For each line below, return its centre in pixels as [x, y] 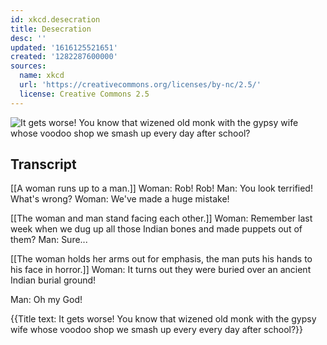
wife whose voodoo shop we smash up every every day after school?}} [157, 330]
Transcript [43, 164]
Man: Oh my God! [46, 300]
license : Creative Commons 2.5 [84, 94]
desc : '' [28, 38]
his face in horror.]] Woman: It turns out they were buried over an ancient [161, 270]
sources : [28, 66]
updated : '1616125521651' [64, 47]
